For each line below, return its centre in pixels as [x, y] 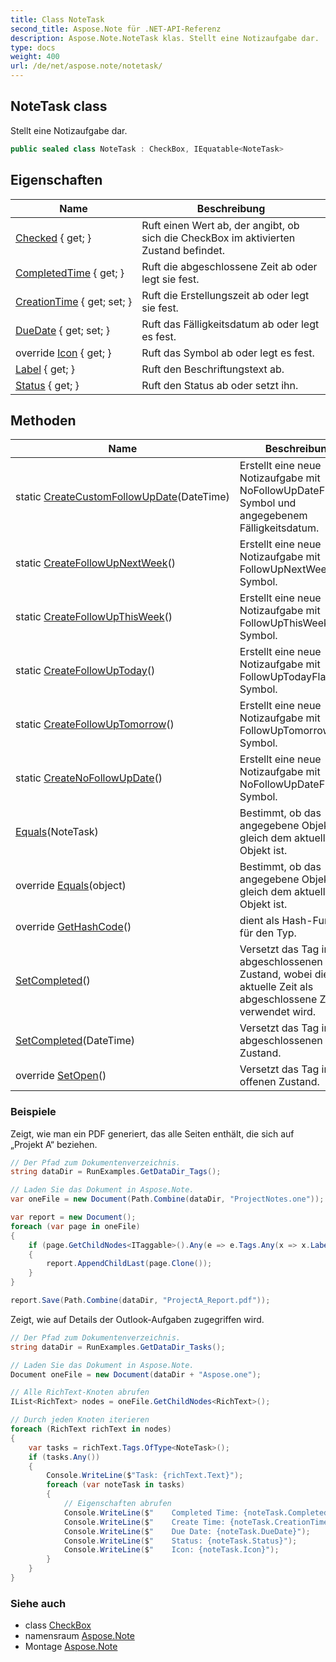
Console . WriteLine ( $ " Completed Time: [151, 1512]
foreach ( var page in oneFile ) [75, 1226]
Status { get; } [47, 385]
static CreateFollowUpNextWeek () [95, 563]
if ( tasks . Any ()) [64, 1457]
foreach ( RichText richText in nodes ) [91, 1429]
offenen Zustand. [279, 1082]
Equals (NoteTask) [57, 832]
